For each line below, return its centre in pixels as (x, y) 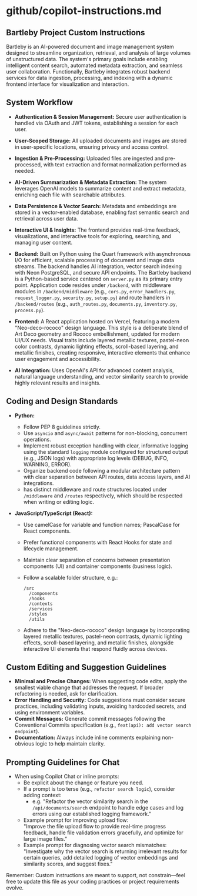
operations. (37, 439)
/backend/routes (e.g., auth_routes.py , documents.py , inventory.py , (96, 303)
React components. (47, 531)
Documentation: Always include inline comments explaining (87, 738)
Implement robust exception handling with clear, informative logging (106, 446)
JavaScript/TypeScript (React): (54, 513)
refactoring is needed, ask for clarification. (66, 694)
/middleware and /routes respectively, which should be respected (103, 496)
